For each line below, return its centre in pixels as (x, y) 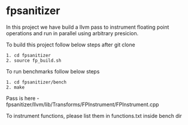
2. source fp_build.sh (34, 60)
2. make (16, 87)
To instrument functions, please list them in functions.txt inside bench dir (94, 116)
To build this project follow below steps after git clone (71, 45)
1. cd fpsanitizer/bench (36, 82)
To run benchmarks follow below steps (53, 71)
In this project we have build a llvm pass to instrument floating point (88, 27)
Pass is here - (23, 98)
